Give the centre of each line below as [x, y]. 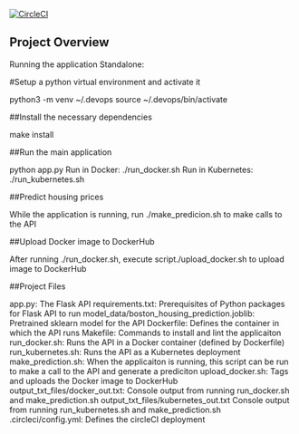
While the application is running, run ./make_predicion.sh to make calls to [146, 214]
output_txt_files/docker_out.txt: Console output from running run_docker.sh [149, 391]
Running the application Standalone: [77, 64]
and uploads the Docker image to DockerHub [94, 381]
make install [32, 134]
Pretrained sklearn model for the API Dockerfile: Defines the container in [144, 323]
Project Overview [59, 42]
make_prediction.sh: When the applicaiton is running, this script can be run [149, 362]
